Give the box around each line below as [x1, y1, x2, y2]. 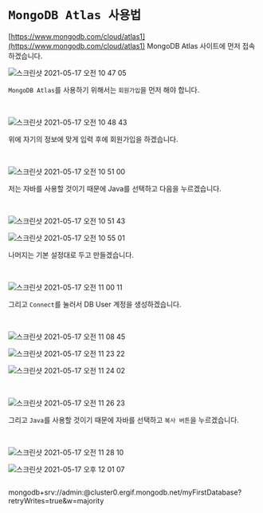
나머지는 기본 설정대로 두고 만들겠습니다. [8, 250, 134, 259]
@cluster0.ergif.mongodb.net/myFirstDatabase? [83, 487, 241, 497]
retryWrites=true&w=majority [8, 495, 104, 505]
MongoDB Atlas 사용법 [8, 8, 142, 23]
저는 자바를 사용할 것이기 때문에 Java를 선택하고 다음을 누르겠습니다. [8, 183, 222, 193]
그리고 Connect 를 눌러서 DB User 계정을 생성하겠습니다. [8, 299, 182, 309]
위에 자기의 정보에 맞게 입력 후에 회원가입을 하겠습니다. [8, 134, 179, 144]
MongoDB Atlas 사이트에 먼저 [147, 41, 241, 50]
